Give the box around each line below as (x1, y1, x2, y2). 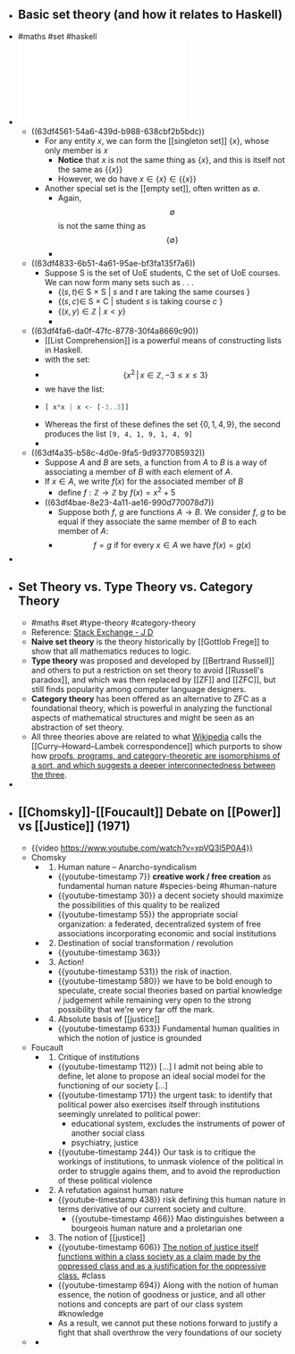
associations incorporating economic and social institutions (57, 927, 277, 938)
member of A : (57, 526, 109, 536)
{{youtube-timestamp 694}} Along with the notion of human (57, 1279, 279, 1291)
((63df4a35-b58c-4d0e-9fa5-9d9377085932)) (30, 447, 206, 459)
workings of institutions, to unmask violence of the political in (57, 1155, 284, 1166)
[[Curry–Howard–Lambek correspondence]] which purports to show (30, 740, 282, 751)
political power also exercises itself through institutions (57, 1099, 261, 1110)
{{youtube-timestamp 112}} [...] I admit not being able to (57, 1061, 264, 1071)
